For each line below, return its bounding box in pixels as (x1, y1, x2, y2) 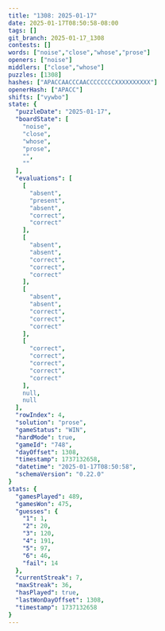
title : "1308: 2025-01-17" (8, 11, 98, 20)
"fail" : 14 (22, 559, 59, 567)
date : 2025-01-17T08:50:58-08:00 (8, 19, 119, 27)
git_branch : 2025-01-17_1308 (8, 33, 105, 42)
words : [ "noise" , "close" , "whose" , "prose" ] (8, 49, 151, 56)
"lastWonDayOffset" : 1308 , (15, 596, 105, 604)
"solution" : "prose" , (15, 419, 87, 427)
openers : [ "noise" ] (8, 56, 73, 64)
